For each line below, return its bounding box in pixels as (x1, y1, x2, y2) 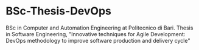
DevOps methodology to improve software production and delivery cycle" (5, 37, 190, 44)
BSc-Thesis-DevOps (5, 4, 112, 18)
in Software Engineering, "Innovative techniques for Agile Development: (5, 30, 186, 37)
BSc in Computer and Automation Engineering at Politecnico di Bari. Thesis (5, 24, 194, 31)
